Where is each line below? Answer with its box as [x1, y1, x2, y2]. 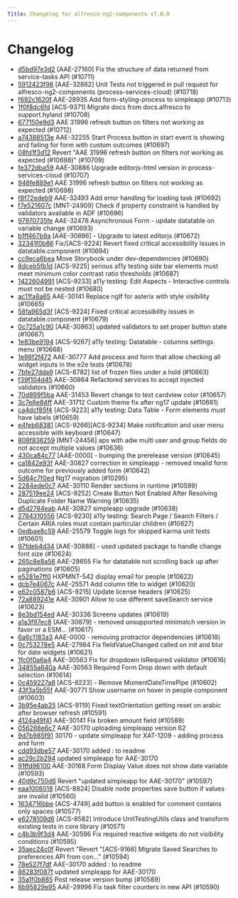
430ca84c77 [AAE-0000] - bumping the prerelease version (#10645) [17, 450, 221, 460]
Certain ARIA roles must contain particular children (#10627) [17, 519, 194, 527]
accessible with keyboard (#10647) [17, 428, 121, 437]
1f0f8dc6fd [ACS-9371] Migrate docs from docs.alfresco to [17, 103, 190, 111]
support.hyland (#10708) [17, 110, 90, 118]
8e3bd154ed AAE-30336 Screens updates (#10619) [17, 610, 169, 619]
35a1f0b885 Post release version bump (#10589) [17, 874, 161, 884]
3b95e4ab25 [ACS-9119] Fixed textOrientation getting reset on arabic [17, 701, 222, 709]
